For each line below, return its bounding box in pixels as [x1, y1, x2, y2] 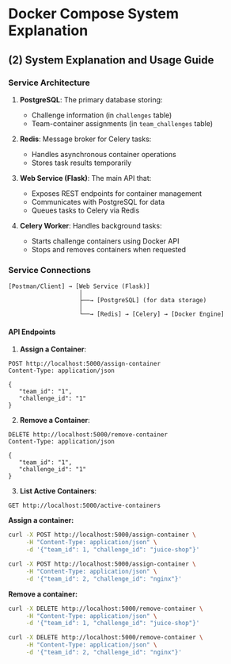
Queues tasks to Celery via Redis [31, 205, 140, 215]
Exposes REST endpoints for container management [31, 188, 203, 198]
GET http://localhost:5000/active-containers [8, 501, 161, 510]
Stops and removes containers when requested [31, 244, 187, 254]
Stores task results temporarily [31, 158, 132, 167]
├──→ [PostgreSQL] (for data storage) [78, 297, 207, 305]
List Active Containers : [19, 486, 97, 496]
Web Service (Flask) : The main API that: [19, 173, 152, 182]
